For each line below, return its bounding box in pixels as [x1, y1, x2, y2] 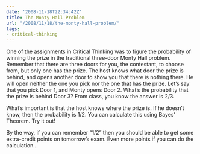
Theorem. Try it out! [6, 117, 56, 124]
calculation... [6, 142, 38, 149]
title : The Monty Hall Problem [6, 14, 85, 21]
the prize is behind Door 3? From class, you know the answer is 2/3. [6, 93, 175, 100]
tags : [6, 25, 20, 32]
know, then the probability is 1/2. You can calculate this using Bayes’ [6, 111, 176, 118]
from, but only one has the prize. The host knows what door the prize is [6, 67, 184, 74]
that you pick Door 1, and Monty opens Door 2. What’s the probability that [6, 86, 189, 94]
